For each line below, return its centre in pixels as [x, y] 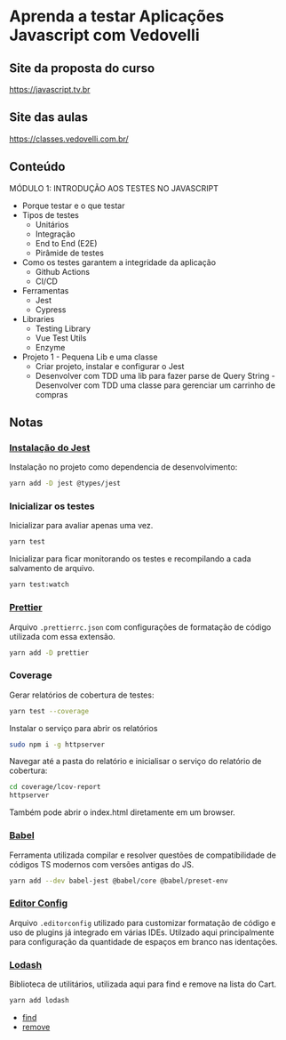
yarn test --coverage [49, 711]
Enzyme [50, 347]
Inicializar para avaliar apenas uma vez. [81, 526]
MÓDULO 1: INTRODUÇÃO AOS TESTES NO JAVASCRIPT [114, 188]
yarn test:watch [39, 584]
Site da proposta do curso [82, 68]
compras [52, 394]
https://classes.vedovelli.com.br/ [69, 139]
